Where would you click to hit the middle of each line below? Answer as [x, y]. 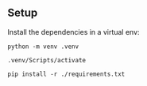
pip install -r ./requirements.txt [66, 74]
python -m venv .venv [43, 47]
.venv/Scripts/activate [47, 60]
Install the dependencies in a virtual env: [73, 32]
